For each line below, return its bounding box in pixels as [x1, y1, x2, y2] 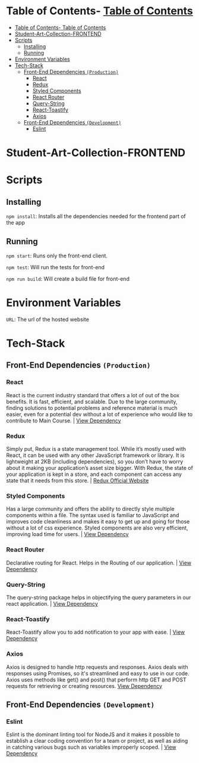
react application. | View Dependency [6, 600, 98, 607]
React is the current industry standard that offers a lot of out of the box [6, 391, 180, 398]
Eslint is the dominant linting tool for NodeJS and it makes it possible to [6, 731, 180, 738]
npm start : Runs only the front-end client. [6, 252, 108, 259]
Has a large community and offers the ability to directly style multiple [6, 505, 175, 513]
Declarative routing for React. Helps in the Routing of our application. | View [6, 559, 192, 566]
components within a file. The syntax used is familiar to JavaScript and [6, 512, 179, 519]
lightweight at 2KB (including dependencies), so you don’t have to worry [6, 458, 184, 465]
